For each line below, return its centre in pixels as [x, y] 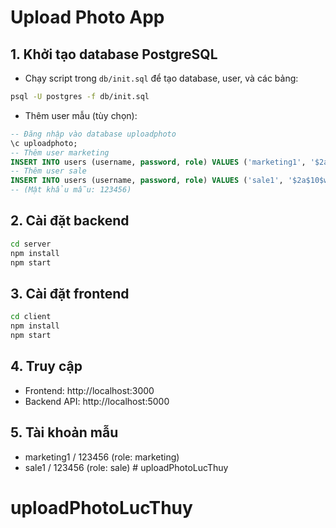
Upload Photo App [87, 17]
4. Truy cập [46, 366]
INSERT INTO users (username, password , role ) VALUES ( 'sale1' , [147, 181]
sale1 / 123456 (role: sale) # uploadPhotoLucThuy [126, 467]
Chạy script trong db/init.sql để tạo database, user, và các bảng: [161, 78]
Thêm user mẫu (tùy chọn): [81, 115]
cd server [31, 244]
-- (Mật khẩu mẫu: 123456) [71, 190]
